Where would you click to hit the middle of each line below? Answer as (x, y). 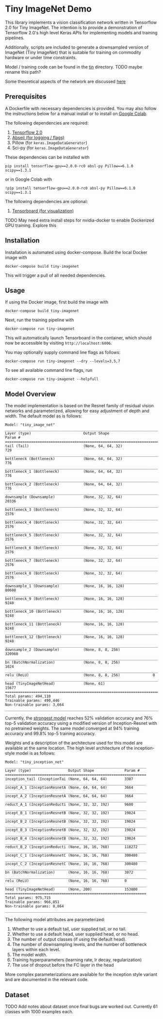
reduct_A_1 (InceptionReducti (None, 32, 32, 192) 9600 (69, 805)
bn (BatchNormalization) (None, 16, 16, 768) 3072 (69, 873)
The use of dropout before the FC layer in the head (63, 965)
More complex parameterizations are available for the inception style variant (81, 974)
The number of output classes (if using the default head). (69, 939)
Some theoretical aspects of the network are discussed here (65, 81)
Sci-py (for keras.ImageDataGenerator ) (50, 148)
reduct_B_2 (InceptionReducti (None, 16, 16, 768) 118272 (71, 847)
